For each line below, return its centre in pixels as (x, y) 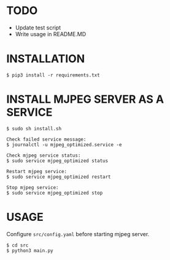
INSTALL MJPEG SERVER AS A (85, 99)
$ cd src (17, 245)
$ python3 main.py (30, 251)
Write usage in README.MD (51, 34)
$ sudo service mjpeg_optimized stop (55, 193)
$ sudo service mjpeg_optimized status (57, 161)
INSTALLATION (45, 59)
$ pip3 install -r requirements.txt (53, 75)
